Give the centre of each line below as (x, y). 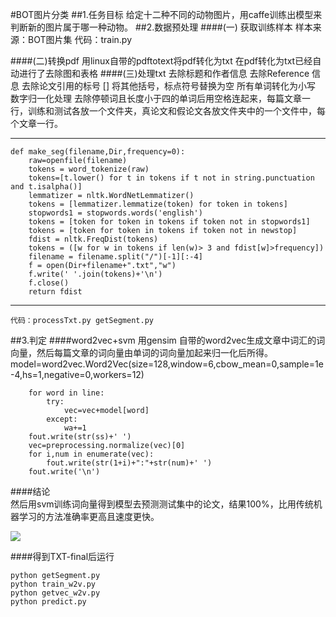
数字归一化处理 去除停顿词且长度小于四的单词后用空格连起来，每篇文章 (156, 98)
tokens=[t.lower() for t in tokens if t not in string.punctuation (171, 178)
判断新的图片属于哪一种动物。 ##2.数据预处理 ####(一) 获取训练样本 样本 (161, 27)
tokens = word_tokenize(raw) (89, 169)
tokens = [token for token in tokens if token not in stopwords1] (169, 222)
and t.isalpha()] (46, 187)
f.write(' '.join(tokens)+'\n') (95, 274)
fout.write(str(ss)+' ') (80, 437)
